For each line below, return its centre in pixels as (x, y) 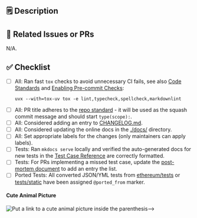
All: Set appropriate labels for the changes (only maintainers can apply (100, 136)
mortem (24, 169)
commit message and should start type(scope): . (73, 117)
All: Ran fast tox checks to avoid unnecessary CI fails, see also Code (98, 81)
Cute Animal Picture (31, 195)
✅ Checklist (28, 67)
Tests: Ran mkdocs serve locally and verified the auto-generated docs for (103, 149)
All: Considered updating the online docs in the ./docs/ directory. (93, 130)
